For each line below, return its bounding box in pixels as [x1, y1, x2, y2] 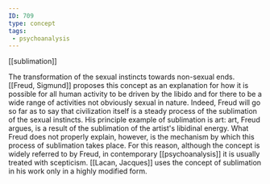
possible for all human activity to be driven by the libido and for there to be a [8, 90, 262, 99]
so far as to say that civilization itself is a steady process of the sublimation [8, 107, 258, 116]
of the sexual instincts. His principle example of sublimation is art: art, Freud [8, 115, 260, 125]
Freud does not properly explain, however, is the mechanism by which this [8, 132, 255, 142]
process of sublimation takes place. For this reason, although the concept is [8, 140, 260, 150]
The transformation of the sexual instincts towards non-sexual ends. [8, 72, 235, 82]
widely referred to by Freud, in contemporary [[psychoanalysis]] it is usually [8, 149, 260, 159]
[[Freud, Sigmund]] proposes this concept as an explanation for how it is [8, 81, 249, 90]
